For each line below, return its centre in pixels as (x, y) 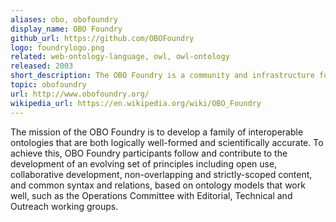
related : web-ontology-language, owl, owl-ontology (120, 57)
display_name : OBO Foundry (66, 29)
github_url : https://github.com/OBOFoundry (102, 38)
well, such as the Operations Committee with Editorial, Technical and (151, 195)
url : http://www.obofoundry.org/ (80, 94)
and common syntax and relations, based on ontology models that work (158, 185)
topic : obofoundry (48, 85)
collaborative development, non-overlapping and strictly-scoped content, (161, 174)
